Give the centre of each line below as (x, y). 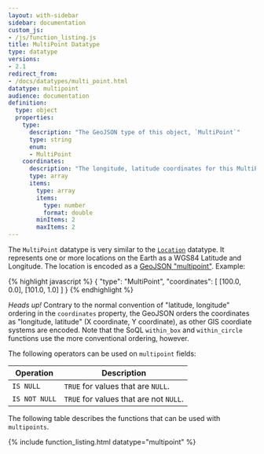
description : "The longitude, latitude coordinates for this (131, 169)
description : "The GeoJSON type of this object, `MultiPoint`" (135, 132)
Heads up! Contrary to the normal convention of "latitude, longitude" (119, 305)
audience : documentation (49, 96)
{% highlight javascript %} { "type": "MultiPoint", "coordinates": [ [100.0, (125, 281)
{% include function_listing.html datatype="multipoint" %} (102, 442)
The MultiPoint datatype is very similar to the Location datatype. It (116, 249)
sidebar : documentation (47, 23)
